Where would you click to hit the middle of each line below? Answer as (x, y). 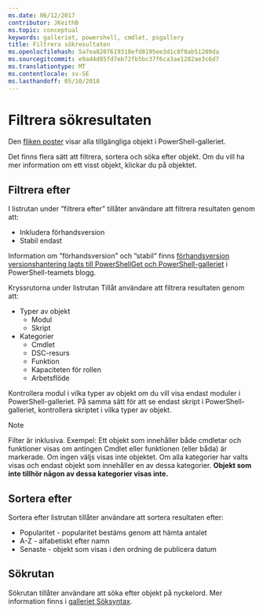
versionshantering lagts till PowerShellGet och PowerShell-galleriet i (118, 265)
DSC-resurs (50, 353)
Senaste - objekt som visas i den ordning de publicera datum (118, 550)
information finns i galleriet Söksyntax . (70, 601)
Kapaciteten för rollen (66, 370)
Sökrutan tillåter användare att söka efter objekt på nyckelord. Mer (115, 593)
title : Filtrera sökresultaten (59, 45)
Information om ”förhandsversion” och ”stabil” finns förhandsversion (119, 256)
